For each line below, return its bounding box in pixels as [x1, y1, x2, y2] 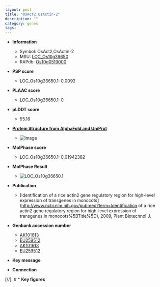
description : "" [5, 16, 38, 21]
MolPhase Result [12, 164, 48, 170]
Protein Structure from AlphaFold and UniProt [12, 126, 107, 132]
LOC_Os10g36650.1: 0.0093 [19, 78, 76, 84]
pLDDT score [12, 107, 40, 113]
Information [12, 39, 37, 45]
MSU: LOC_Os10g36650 [19, 54, 69, 59]
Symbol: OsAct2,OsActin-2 [19, 49, 74, 55]
